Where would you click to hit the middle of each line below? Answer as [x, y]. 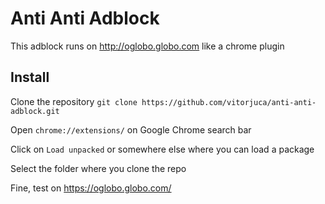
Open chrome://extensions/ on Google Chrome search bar [131, 129]
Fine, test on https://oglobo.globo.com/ [91, 188]
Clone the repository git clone [74, 101]
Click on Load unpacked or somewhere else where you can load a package [162, 149]
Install [30, 77]
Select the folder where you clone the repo [98, 168]
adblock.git [35, 111]
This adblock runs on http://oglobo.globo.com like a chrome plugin [147, 46]
